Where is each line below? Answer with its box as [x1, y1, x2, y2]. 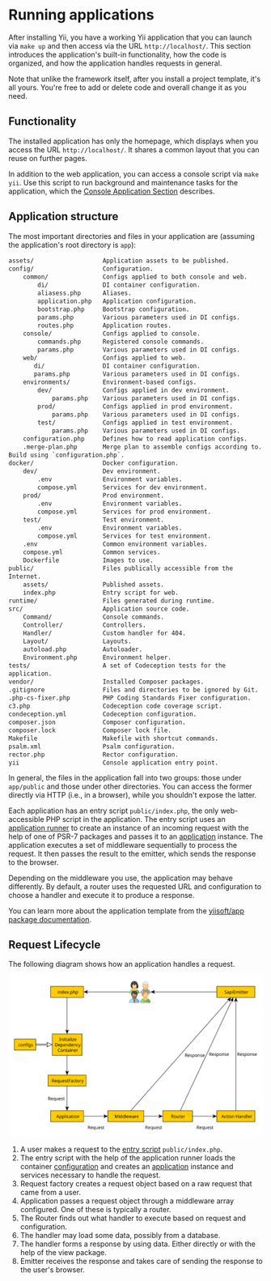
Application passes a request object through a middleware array [19, 1196, 235, 1206]
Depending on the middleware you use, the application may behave [8, 873, 233, 883]
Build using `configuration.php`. [8, 451, 125, 459]
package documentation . [8, 914, 91, 924]
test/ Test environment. [23, 516, 164, 524]
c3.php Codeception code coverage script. [8, 702, 222, 710]
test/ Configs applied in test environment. [37, 419, 233, 427]
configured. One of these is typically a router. [19, 1204, 171, 1214]
